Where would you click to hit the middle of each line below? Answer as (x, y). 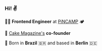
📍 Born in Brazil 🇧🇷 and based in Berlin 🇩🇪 (51, 43)
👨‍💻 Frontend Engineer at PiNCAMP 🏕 (45, 22)
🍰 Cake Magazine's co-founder (38, 33)
